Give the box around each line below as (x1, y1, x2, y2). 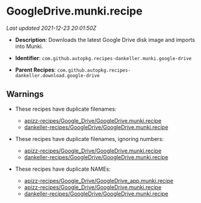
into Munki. (15, 43, 44, 50)
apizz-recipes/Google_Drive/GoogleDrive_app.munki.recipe (24, 177, 174, 184)
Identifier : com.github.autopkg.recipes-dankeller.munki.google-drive (15, 54, 192, 61)
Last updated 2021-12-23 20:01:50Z (6, 24, 97, 32)
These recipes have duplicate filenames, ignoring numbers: (15, 135, 164, 142)
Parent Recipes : (15, 66, 56, 74)
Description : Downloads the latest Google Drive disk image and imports (15, 36, 196, 43)
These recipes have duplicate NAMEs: (15, 165, 111, 173)
